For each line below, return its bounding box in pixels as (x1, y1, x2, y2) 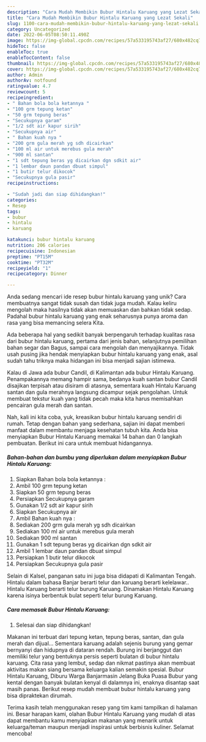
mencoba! (7, 730, 32, 737)
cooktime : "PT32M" (7, 259, 54, 266)
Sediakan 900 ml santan (15, 535, 77, 542)
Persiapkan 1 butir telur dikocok (15, 554, 95, 562)
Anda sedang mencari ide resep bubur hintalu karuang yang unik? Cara (7, 293, 186, 301)
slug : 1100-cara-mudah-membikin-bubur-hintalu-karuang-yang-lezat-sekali (7, 20, 199, 26)
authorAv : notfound (7, 77, 57, 83)
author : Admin (7, 72, 43, 78)
